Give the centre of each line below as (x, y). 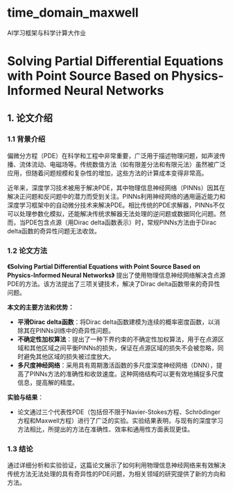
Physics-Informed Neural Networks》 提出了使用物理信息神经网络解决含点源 (116, 276)
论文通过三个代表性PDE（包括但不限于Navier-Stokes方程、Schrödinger (119, 412)
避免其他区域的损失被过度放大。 (69, 357)
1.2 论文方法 (27, 251)
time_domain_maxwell (73, 13)
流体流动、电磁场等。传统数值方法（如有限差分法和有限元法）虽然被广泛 (122, 164)
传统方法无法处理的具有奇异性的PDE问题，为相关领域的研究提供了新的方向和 (116, 474)
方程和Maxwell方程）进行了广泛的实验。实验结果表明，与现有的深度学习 (120, 421)
